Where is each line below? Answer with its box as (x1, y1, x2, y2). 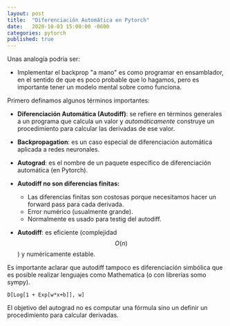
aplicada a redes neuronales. (17, 145, 100, 154)
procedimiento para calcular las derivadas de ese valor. (17, 125, 175, 133)
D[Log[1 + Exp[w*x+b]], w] (7, 291, 85, 298)
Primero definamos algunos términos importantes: (7, 96, 150, 105)
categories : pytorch (7, 29, 67, 37)
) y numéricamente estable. (17, 250, 95, 258)
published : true (7, 36, 54, 43)
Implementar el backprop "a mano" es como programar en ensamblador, (17, 69, 224, 77)
